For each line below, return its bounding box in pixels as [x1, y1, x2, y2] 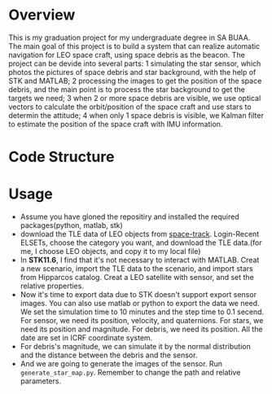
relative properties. [20, 281, 84, 291]
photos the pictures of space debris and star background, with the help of [8, 67, 257, 77]
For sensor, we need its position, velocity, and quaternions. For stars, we [20, 316, 264, 326]
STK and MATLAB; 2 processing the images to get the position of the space [8, 76, 262, 85]
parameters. [20, 376, 62, 386]
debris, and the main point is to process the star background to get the [8, 84, 246, 94]
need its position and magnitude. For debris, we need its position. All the [20, 324, 263, 335]
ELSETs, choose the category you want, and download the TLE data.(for [20, 238, 262, 247]
